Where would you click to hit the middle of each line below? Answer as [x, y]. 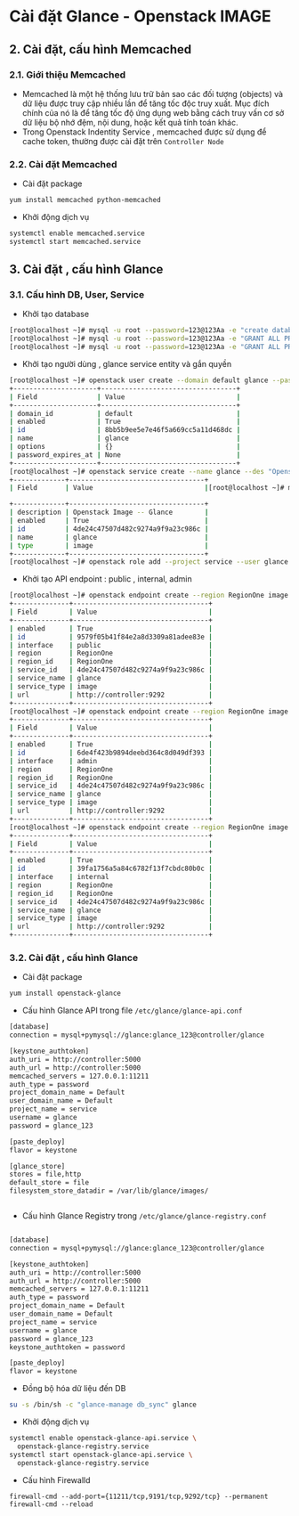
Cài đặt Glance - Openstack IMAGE [140, 16]
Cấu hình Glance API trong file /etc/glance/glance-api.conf [132, 1011]
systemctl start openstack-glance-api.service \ [101, 1455]
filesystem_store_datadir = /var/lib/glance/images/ [109, 1191]
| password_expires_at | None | [125, 455]
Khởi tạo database [56, 314]
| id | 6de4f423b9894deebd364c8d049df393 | [111, 753]
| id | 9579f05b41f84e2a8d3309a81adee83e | [111, 637]
